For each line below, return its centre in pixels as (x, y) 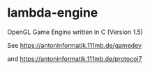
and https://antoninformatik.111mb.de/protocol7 (75, 59)
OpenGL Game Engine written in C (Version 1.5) (75, 32)
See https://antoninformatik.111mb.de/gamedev (74, 45)
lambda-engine (53, 13)
